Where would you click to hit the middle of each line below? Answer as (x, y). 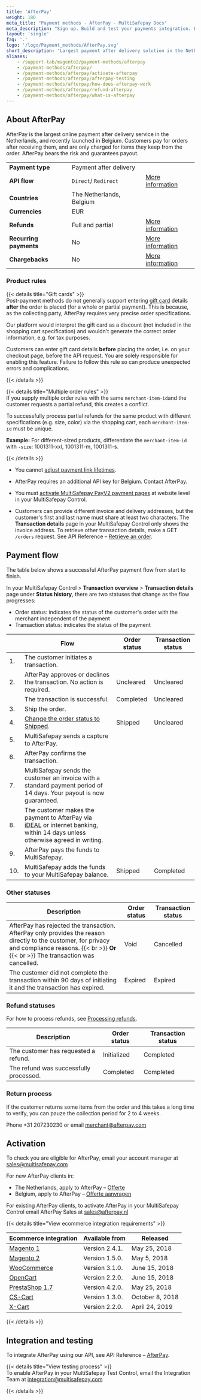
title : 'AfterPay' (29, 12)
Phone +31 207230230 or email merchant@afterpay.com (76, 1125)
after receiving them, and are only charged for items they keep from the (94, 147)
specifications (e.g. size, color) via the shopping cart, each (79, 422)
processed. (25, 1076)
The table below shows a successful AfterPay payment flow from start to (96, 569)
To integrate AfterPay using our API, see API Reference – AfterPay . (88, 1355)
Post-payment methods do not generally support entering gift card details (97, 300)
